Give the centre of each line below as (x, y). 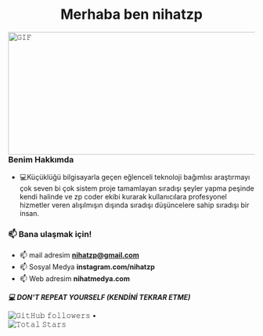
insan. (29, 214)
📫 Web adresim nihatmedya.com (75, 278)
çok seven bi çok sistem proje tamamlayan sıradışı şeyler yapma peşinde (137, 188)
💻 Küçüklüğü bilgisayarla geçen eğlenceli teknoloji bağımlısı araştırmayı (135, 177)
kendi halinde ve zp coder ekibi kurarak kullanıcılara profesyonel (123, 197)
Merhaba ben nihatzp (131, 15)
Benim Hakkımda (41, 159)
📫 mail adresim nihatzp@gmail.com (79, 255)
